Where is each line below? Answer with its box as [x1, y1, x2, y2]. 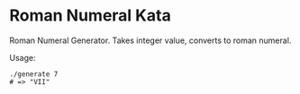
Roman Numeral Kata [9, 5, 171, 26]
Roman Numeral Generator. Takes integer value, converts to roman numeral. [9, 35, 292, 46]
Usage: [9, 52, 36, 63]
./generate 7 [9, 69, 59, 79]
